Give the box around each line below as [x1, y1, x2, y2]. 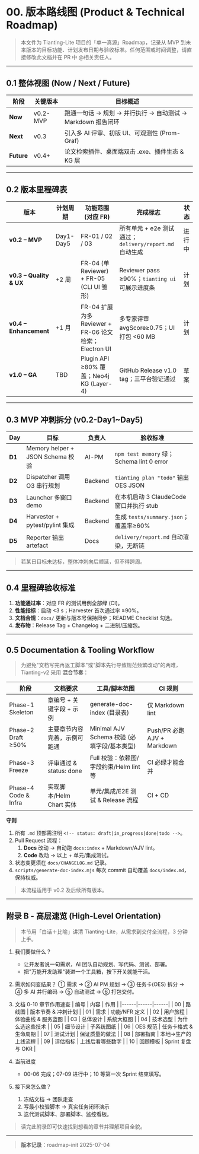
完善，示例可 [47, 734, 84, 742]
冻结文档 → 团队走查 [23, 1095, 73, 1102]
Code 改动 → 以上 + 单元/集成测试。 [23, 852, 113, 859]
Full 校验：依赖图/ [89, 754, 139, 762]
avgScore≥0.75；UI [119, 323, 175, 332]
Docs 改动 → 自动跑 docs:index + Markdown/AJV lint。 [23, 844, 158, 851]
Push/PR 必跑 [147, 726, 185, 735]
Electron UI [81, 345, 111, 353]
